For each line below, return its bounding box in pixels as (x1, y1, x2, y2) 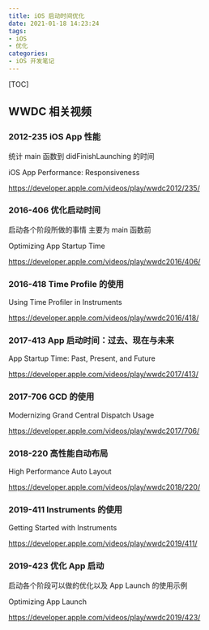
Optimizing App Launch (8, 597, 87, 606)
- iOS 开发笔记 (8, 58, 55, 66)
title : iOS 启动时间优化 (8, 11, 85, 20)
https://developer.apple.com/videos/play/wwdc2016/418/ (8, 313, 199, 323)
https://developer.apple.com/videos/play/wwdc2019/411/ (8, 538, 198, 548)
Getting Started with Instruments (8, 523, 117, 533)
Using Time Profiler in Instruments (8, 298, 123, 307)
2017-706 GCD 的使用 (8, 391, 95, 402)
